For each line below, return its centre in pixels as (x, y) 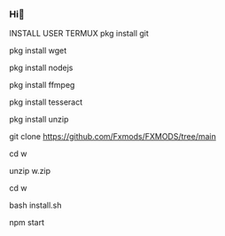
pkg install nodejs (41, 68)
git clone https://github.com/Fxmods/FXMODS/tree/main (113, 137)
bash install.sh (35, 205)
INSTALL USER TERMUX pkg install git (79, 34)
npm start (27, 223)
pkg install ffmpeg (42, 85)
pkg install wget (38, 51)
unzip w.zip (30, 171)
